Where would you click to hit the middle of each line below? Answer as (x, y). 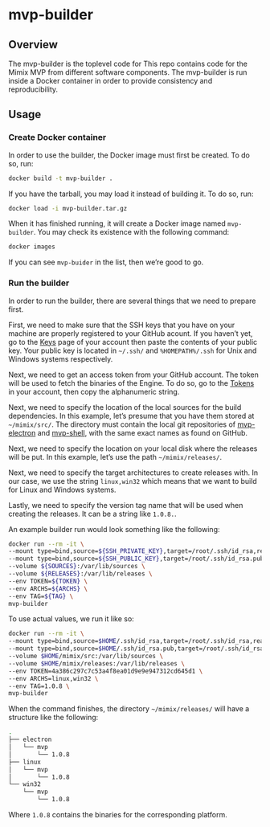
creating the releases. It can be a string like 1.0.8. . (92, 514)
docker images (32, 247)
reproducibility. (33, 89)
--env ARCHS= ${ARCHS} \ (48, 588)
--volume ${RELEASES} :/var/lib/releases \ (80, 574)
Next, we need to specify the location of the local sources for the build (125, 407)
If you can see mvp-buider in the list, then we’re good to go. (106, 262)
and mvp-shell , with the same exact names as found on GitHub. (142, 432)
